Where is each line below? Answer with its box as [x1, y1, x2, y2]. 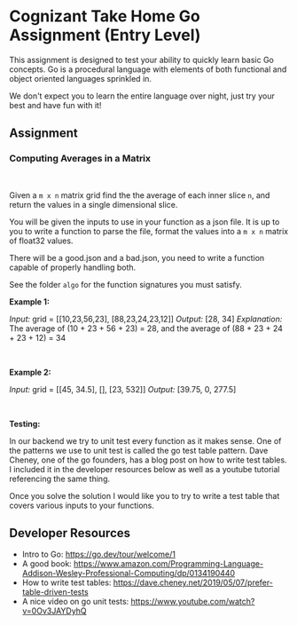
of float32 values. [9, 235, 74, 246]
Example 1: [9, 296, 51, 307]
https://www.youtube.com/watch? [130, 597, 255, 607]
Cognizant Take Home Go [9, 6, 201, 27]
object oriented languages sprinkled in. [9, 73, 152, 83]
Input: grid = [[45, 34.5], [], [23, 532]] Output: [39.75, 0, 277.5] [9, 384, 237, 394]
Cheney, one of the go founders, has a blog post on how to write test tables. [9, 455, 287, 465]
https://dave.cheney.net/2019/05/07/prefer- [113, 577, 273, 588]
